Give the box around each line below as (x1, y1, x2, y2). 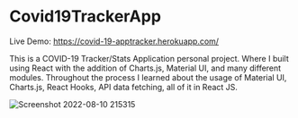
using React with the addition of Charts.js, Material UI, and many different (9, 63, 282, 73)
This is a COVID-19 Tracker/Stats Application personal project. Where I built (9, 53, 290, 63)
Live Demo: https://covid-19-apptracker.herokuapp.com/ (9, 36, 219, 46)
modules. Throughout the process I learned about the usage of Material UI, (9, 72, 287, 82)
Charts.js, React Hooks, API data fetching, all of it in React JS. (9, 81, 239, 92)
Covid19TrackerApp (9, 6, 162, 27)
